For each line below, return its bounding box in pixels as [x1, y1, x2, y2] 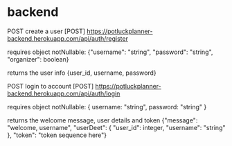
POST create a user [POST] [7, 27, 85, 35]
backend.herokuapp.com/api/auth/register [7, 34, 128, 42]
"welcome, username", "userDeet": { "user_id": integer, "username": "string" [7, 123, 226, 131]
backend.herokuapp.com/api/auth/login [7, 89, 121, 98]
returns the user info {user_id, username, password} [7, 69, 157, 77]
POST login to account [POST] [7, 82, 94, 90]
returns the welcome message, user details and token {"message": [7, 116, 198, 125]
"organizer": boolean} [7, 55, 69, 63]
